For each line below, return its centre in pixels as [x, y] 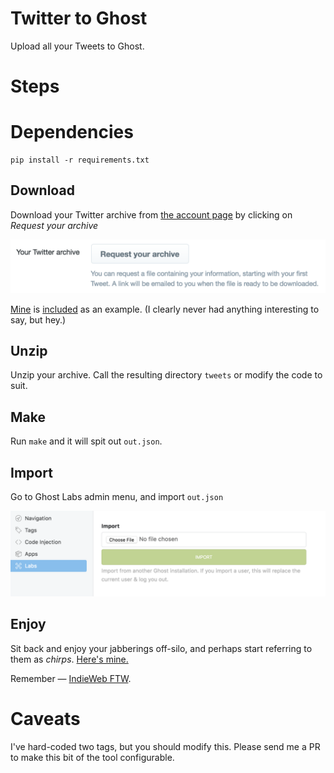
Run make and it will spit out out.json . [86, 441]
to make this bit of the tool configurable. [92, 757]
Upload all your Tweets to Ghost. [77, 46]
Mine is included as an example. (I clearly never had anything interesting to [165, 309]
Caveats [45, 718]
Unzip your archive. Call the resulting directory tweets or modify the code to [166, 375]
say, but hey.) [38, 319]
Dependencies [72, 132]
